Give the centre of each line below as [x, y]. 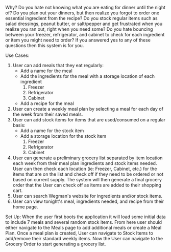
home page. [25, 207]
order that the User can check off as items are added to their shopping [87, 185]
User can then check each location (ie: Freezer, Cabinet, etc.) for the [85, 169]
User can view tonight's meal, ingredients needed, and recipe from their [88, 201]
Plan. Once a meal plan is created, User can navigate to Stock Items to [79, 233]
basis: [19, 125]
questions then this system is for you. [45, 45]
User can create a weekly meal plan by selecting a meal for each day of [88, 109]
